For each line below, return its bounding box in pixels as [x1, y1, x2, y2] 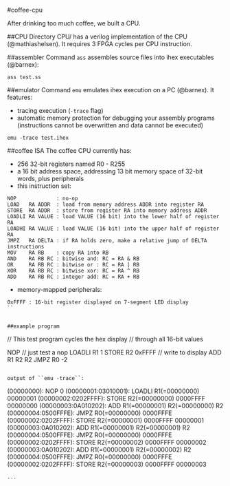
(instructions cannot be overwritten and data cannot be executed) [16, 121, 204, 129]
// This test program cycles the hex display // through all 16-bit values [7, 335, 204, 343]
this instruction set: [16, 182, 72, 190]
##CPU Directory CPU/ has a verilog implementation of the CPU [7, 32, 187, 41]
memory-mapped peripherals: [16, 286, 102, 293]
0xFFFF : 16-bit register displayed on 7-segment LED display [7, 299, 189, 306]
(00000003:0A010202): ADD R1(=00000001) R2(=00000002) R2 [7, 445, 192, 454]
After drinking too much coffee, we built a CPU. [7, 19, 141, 27]
